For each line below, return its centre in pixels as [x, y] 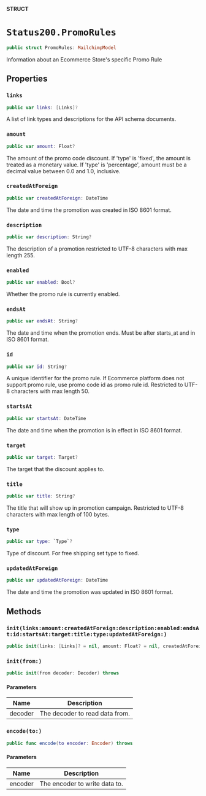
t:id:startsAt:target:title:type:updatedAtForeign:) [87, 634]
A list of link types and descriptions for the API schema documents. [91, 119]
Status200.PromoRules [61, 33]
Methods [24, 611]
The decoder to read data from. [85, 714]
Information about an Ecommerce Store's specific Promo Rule [84, 59]
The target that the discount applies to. [55, 469]
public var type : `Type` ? [39, 542]
